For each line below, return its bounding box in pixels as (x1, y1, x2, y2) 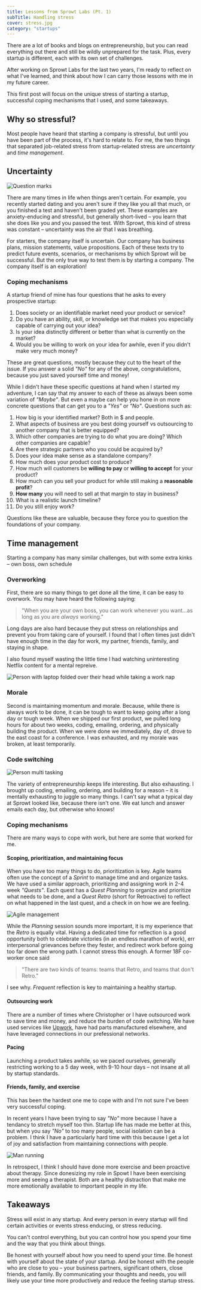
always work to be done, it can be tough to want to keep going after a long (7, 708, 190, 716)
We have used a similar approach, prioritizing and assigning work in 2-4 (7, 880, 184, 887)
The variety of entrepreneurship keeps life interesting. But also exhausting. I (7, 780, 194, 787)
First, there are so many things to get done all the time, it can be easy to (7, 589, 184, 596)
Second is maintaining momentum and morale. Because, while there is (7, 702, 180, 709)
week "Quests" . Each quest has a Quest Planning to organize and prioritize (7, 887, 191, 894)
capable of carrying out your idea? (15, 322, 101, 329)
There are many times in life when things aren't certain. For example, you (7, 194, 187, 201)
